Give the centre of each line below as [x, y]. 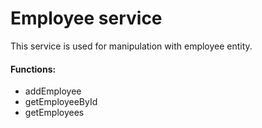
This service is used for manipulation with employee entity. [131, 46]
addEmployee [53, 91]
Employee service [86, 18]
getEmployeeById [61, 102]
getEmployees [54, 113]
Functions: [33, 69]
